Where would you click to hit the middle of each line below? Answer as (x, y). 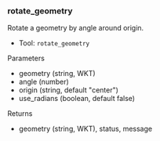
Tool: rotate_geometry (54, 43)
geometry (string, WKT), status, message (85, 129)
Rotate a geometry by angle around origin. (76, 28)
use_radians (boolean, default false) (76, 99)
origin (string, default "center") (69, 90)
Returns (20, 114)
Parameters (26, 58)
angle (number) (44, 82)
